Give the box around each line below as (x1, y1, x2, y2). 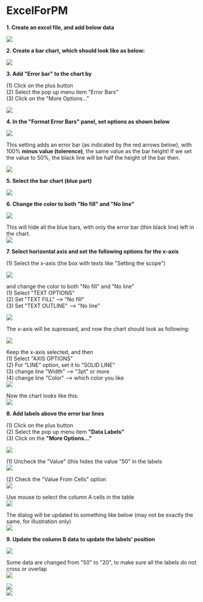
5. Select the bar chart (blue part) (6, 177, 92, 184)
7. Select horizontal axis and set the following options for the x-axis (6, 247, 179, 255)
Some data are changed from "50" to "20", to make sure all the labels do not (6, 558, 197, 566)
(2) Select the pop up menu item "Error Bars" (6, 88, 119, 95)
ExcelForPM (6, 4, 68, 18)
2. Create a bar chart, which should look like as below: (6, 47, 145, 54)
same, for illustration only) (6, 518, 72, 525)
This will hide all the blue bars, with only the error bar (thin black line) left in (6, 223, 195, 231)
